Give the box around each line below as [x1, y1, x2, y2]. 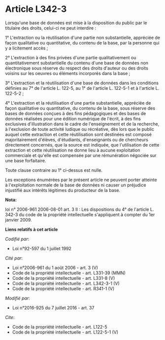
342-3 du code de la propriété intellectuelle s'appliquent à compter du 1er [5, 211, 155, 218]
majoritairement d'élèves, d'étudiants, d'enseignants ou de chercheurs [5, 137, 149, 143]
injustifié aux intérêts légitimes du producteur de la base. [5, 187, 121, 193]
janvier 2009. [5, 217, 32, 223]
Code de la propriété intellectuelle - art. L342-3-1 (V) [12, 280, 120, 286]
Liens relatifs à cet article [5, 226, 58, 232]
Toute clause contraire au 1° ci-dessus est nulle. [5, 167, 102, 173]
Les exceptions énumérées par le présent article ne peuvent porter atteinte [5, 177, 157, 183]
